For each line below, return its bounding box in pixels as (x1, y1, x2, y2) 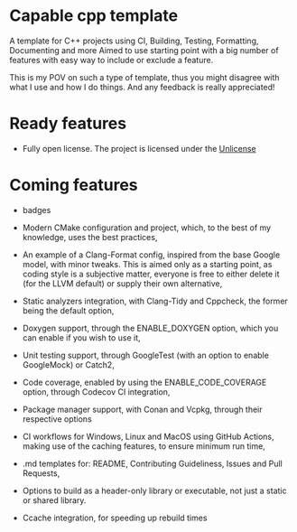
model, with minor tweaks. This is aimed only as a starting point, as (22, 258, 273, 269)
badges (22, 204, 51, 215)
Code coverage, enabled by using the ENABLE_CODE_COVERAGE (22, 377, 267, 387)
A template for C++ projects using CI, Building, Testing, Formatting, (9, 35, 259, 46)
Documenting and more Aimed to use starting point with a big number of (9, 44, 279, 55)
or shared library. (22, 494, 87, 506)
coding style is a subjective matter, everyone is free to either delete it (22, 268, 280, 279)
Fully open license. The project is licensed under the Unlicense (22, 143, 256, 154)
